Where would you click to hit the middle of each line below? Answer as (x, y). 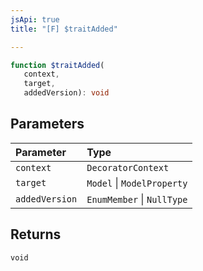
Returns (36, 234)
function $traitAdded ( (57, 65)
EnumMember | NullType (137, 199)
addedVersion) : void (66, 93)
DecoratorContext (128, 167)
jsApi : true (35, 19)
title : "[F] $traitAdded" (64, 29)
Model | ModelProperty (137, 183)
